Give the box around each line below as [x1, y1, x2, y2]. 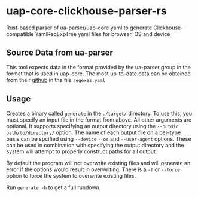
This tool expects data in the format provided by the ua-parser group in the [6, 63, 191, 71]
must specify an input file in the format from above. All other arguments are [6, 116, 192, 123]
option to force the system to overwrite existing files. [6, 172, 136, 179]
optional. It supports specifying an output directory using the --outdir [6, 122, 179, 129]
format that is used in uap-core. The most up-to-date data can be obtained [6, 70, 191, 77]
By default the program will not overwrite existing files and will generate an [6, 159, 191, 166]
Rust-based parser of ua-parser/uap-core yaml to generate [6, 24, 153, 31]
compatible [6, 30, 34, 37]
